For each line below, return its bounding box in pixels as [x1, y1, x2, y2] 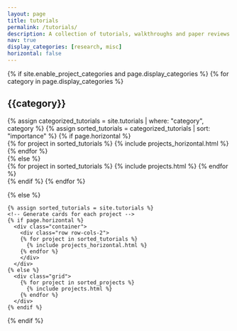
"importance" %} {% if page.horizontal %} [7, 131, 131, 140]
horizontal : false [7, 50, 62, 58]
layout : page [7, 10, 46, 18]
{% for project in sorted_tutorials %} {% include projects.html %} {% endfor [7, 161, 228, 170]
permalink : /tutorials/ [7, 23, 78, 31]
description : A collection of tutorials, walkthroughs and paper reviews [7, 30, 231, 38]
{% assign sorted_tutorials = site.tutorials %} [7, 204, 154, 212]
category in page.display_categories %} [7, 77, 124, 85]
